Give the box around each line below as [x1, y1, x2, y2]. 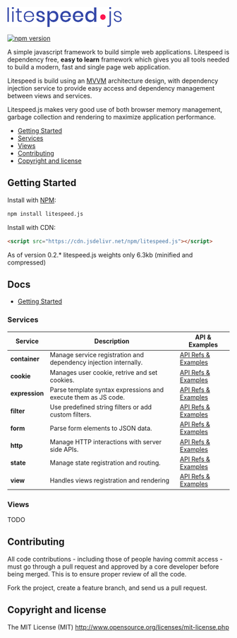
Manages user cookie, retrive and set [49, 368, 158, 376]
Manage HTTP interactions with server [49, 437, 162, 446]
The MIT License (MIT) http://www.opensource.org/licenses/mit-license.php [7, 622, 229, 631]
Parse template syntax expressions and [49, 385, 164, 394]
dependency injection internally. [49, 358, 143, 367]
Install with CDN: [7, 223, 56, 231]
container [10, 354, 40, 363]
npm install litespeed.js [7, 210, 83, 217]
